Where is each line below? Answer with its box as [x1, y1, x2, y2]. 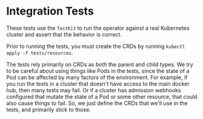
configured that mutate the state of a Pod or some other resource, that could [6, 93, 198, 100]
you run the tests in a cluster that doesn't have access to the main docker [6, 80, 190, 87]
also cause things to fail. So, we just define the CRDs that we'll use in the [6, 99, 188, 107]
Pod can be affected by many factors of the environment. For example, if [6, 73, 188, 81]
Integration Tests [6, 4, 94, 18]
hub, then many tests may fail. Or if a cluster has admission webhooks [6, 86, 181, 93]
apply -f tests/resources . [6, 49, 73, 56]
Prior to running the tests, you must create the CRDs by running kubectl [6, 42, 185, 50]
